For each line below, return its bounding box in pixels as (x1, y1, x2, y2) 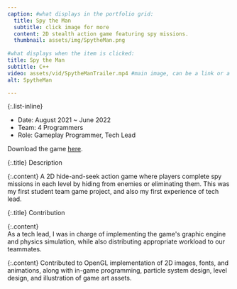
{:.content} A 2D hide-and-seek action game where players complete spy (7, 172, 222, 181)
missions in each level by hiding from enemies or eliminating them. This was (7, 180, 230, 188)
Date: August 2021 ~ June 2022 (17, 116, 111, 124)
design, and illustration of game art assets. (7, 274, 132, 283)
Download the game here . (7, 145, 83, 153)
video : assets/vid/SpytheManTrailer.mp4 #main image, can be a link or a (7, 70, 231, 77)
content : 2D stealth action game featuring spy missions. (13, 30, 189, 38)
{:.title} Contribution (7, 209, 65, 217)
